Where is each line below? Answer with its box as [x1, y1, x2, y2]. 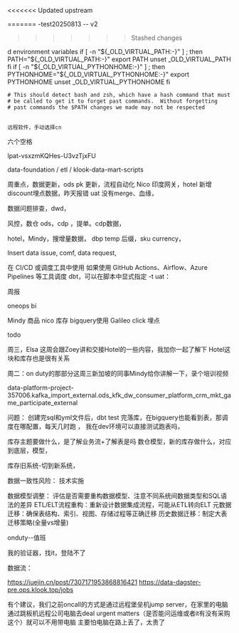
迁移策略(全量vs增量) [7, 518, 69, 526]
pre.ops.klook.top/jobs [7, 585, 73, 594]
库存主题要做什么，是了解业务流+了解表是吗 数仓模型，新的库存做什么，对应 [7, 437, 232, 446]
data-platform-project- [7, 384, 75, 392]
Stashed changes [131, 33, 183, 42]
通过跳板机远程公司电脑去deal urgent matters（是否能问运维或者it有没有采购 [7, 609, 230, 617]
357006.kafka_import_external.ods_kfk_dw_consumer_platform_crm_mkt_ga [7, 391, 231, 399]
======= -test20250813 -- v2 [7, 20, 98, 28]
